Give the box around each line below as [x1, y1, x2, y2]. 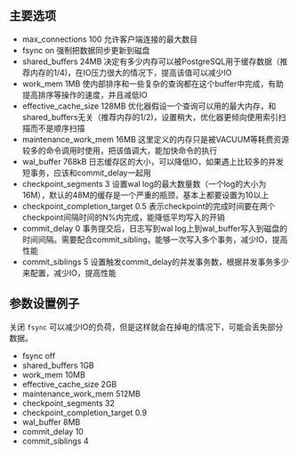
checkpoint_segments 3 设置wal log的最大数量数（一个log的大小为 [21, 178, 267, 189]
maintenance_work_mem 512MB [21, 388, 141, 399]
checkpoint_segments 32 [21, 397, 116, 408]
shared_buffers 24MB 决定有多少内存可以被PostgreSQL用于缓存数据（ [21, 56, 280, 67]
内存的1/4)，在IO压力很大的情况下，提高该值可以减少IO [29, 67, 232, 77]
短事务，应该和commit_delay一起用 [21, 167, 151, 178]
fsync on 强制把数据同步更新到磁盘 [21, 45, 150, 55]
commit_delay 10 [21, 426, 85, 436]
